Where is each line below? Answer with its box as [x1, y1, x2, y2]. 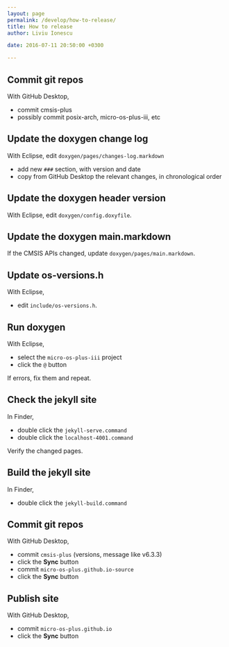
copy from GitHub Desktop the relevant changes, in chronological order [17, 172, 222, 180]
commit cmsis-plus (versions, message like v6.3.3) [17, 551, 162, 559]
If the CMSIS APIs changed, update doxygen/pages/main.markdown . [7, 249, 196, 257]
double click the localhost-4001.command [17, 433, 133, 441]
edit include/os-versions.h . [17, 301, 97, 309]
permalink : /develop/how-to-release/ [7, 17, 117, 24]
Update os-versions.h [7, 269, 104, 281]
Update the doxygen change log [7, 133, 149, 145]
